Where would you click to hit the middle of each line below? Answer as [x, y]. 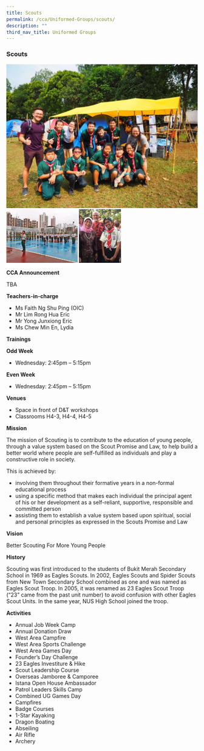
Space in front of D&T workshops [57, 410]
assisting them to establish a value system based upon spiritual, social [103, 515]
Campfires [28, 702]
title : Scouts [24, 13]
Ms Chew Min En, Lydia [44, 327]
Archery [25, 741]
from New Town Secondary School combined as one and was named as [97, 582]
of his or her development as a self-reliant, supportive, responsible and [104, 502]
